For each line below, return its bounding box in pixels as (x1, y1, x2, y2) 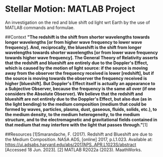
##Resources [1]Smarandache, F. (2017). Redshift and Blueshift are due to (5, 131, 153, 137)
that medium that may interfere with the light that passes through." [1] (5, 122, 148, 127)
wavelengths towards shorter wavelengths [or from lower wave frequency (5, 50, 158, 55)
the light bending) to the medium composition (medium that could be (5, 101, 147, 107)
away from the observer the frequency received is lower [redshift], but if (5, 70, 154, 76)
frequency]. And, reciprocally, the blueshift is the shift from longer (5, 44, 142, 50)
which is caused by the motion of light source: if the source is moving (5, 65, 148, 71)
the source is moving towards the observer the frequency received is (5, 75, 147, 81)
